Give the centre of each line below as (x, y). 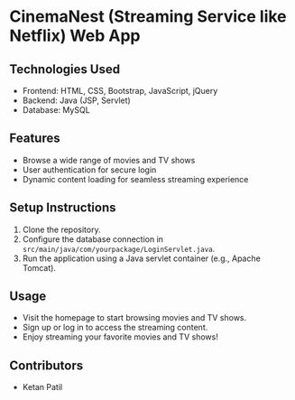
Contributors (46, 365)
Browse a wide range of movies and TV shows (109, 160)
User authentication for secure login (89, 170)
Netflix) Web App (75, 36)
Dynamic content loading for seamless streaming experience (135, 179)
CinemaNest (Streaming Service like (148, 17)
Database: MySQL (56, 110)
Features (35, 139)
